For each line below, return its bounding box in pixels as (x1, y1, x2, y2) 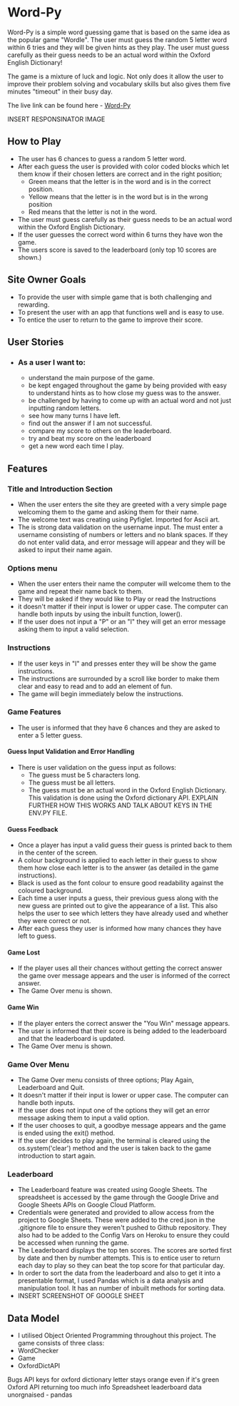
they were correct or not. (17, 917, 91, 925)
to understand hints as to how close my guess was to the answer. (28, 389, 221, 397)
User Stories (7, 336, 64, 348)
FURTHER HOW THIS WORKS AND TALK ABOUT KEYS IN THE (28, 801, 213, 810)
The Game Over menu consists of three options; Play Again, (17, 1075, 194, 1084)
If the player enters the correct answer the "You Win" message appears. (17, 1019, 230, 1027)
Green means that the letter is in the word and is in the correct (28, 177, 211, 185)
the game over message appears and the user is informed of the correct (17, 972, 230, 980)
